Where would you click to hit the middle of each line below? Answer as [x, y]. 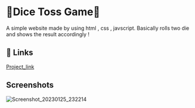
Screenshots [30, 85]
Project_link [20, 67]
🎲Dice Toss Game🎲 [53, 12]
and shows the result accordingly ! [48, 34]
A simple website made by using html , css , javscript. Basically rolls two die [98, 28]
